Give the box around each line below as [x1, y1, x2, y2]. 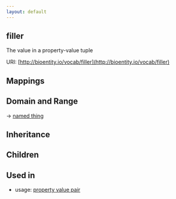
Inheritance [6, 129, 50, 140]
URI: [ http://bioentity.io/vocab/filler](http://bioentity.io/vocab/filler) [6, 58, 170, 66]
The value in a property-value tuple [6, 47, 93, 54]
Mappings [6, 76, 45, 86]
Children [6, 150, 39, 160]
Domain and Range [6, 97, 78, 107]
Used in [6, 170, 35, 180]
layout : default [6, 8, 47, 15]
